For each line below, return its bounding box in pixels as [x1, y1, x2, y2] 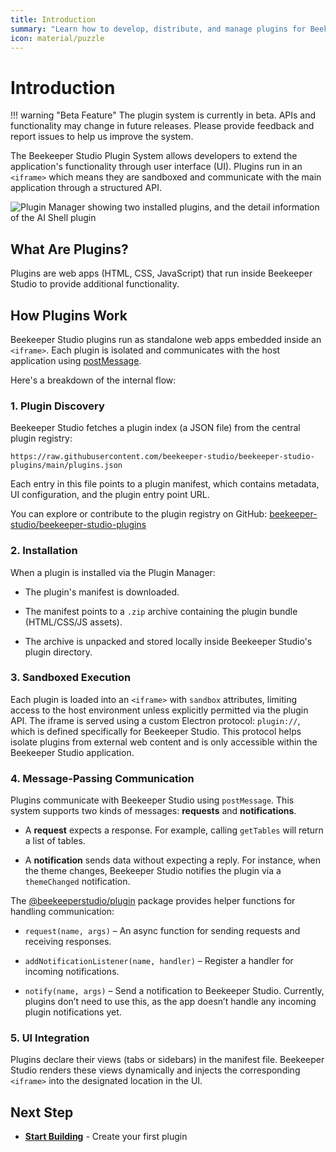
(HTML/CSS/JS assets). [24, 616, 123, 628]
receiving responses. [24, 936, 112, 948]
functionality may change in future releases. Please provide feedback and [10, 120, 315, 132]
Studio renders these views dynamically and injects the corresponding [10, 1064, 301, 1076]
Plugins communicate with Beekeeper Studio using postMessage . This [10, 794, 295, 806]
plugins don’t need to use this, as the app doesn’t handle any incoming [24, 996, 317, 1008]
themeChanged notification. [24, 876, 131, 888]
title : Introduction [10, 14, 97, 25]
